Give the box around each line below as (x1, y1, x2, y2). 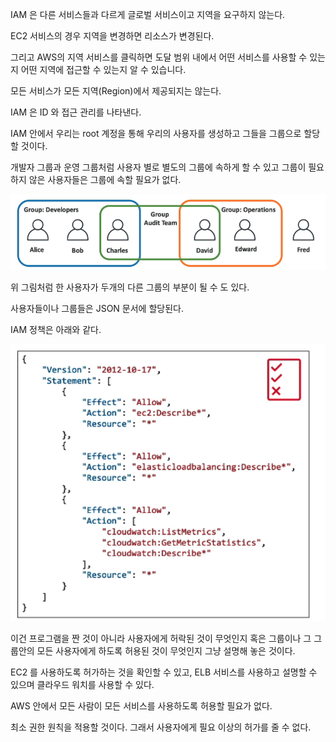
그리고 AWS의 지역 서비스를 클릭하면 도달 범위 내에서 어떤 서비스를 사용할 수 (10, 51, 308, 63)
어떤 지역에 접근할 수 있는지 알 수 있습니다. (20, 64, 187, 75)
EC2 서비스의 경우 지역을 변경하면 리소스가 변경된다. (10, 30, 215, 42)
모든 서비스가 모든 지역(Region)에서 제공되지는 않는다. (10, 85, 222, 97)
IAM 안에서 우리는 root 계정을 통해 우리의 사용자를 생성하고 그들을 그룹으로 (10, 128, 302, 139)
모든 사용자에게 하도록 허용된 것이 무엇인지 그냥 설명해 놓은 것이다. (36, 645, 296, 657)
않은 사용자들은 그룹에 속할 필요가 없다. (28, 174, 182, 185)
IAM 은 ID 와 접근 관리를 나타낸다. (10, 106, 142, 118)
